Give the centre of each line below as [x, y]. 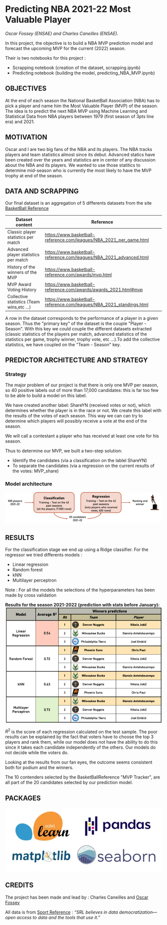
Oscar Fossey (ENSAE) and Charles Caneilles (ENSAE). [62, 33]
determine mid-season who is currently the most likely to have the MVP [78, 170]
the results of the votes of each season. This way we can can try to [74, 416]
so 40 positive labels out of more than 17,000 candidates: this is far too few [82, 390]
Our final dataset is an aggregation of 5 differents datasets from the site [79, 203]
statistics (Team [24, 302]
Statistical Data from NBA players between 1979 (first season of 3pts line [80, 116]
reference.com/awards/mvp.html [78, 275]
